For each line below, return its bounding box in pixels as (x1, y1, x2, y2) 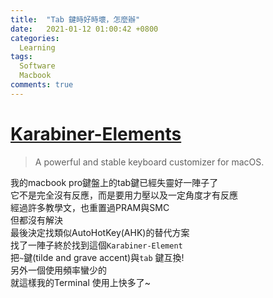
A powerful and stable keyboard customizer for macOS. (34, 156, 265, 168)
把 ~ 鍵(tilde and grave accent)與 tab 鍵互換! (10, 251, 185, 263)
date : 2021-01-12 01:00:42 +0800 (10, 24, 159, 34)
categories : (10, 33, 60, 43)
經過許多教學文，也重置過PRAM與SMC (10, 201, 170, 213)
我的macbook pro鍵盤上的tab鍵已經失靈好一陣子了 (10, 176, 219, 188)
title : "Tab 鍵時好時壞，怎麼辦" (10, 14, 141, 25)
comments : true (10, 80, 74, 90)
